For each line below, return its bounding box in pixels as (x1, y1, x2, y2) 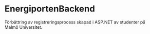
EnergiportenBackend (4, 3, 95, 14)
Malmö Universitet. (4, 24, 42, 30)
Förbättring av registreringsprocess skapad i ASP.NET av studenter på (4, 19, 146, 25)
